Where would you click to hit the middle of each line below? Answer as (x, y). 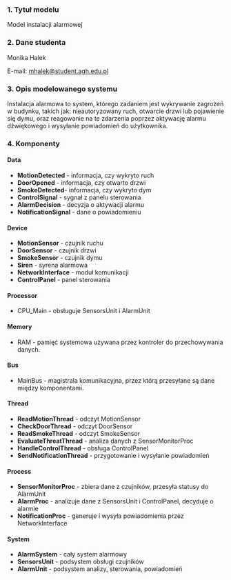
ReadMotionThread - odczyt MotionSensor (79, 419)
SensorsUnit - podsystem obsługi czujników (80, 562)
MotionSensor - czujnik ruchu (60, 243)
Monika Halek (27, 57)
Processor (22, 295)
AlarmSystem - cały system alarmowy (72, 554)
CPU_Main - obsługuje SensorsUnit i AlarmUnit (83, 311)
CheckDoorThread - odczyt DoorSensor (75, 426)
